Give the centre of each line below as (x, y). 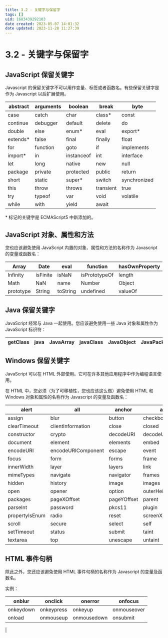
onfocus (129, 601)
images (151, 483)
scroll (14, 523)
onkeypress (53, 609)
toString (67, 291)
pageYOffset (123, 499)
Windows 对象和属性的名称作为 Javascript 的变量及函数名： (67, 397)
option (116, 491)
